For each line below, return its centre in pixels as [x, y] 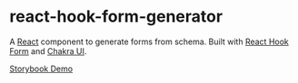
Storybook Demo [41, 69]
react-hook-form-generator [116, 17]
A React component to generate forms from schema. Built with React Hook [149, 41]
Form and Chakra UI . [48, 51]
